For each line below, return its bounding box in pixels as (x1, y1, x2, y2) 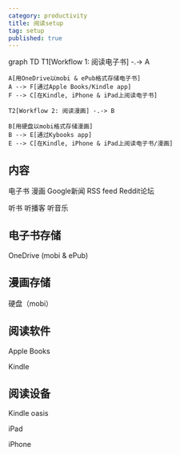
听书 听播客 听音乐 (8, 203, 69, 213)
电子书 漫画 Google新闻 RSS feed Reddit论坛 (8, 186, 154, 196)
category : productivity (8, 11, 88, 20)
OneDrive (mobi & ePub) (8, 250, 89, 260)
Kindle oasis (8, 409, 49, 418)
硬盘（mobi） (8, 298, 54, 308)
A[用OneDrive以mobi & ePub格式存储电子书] (8, 74, 142, 83)
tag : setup (8, 26, 45, 34)
